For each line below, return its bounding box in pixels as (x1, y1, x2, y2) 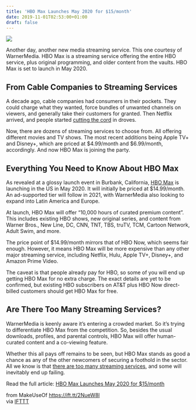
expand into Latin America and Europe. (6, 197, 100, 204)
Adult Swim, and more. (6, 228, 61, 234)
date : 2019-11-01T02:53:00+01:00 (6, 14, 88, 20)
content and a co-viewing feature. (26, 339, 108, 346)
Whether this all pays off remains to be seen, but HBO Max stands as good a (6, 350, 190, 357)
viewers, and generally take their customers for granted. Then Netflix (6, 110, 173, 117)
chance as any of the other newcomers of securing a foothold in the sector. (6, 356, 188, 363)
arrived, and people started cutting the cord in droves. (6, 117, 136, 124)
